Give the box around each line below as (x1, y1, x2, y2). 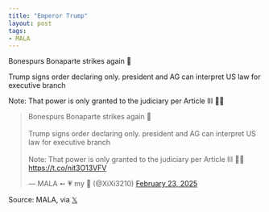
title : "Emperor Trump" (8, 11, 89, 20)
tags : (8, 27, 27, 35)
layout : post (8, 19, 52, 27)
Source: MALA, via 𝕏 (8, 195, 78, 205)
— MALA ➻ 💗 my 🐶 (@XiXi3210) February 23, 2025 (27, 179, 198, 189)
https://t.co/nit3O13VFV (27, 163, 107, 173)
